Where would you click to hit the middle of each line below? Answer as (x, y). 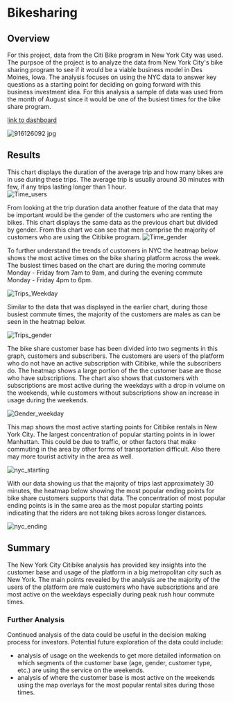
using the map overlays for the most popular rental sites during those (116, 685)
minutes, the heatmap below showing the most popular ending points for (111, 490)
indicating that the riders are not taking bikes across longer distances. (107, 513)
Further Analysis (36, 619)
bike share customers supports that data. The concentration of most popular (116, 498)
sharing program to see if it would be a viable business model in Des (105, 70)
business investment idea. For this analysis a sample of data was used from (115, 92)
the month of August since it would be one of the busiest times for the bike (114, 99)
